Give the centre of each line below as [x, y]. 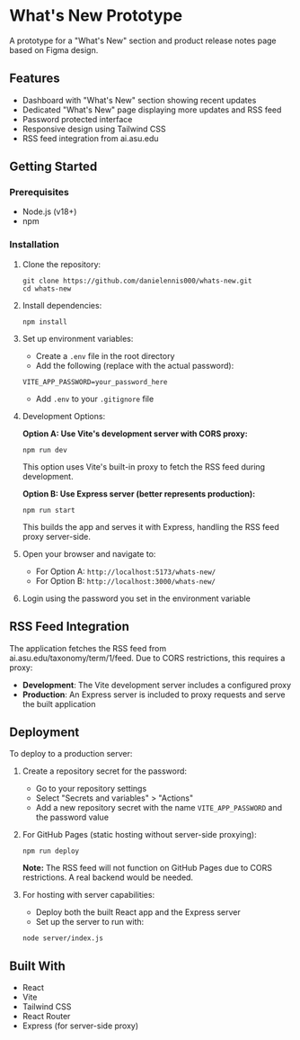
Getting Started [53, 167]
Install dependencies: [62, 305]
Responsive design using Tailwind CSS [94, 129]
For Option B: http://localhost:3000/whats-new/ [125, 580]
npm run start [49, 510]
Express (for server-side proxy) [80, 1026]
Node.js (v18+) [49, 211]
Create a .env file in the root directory [105, 355]
